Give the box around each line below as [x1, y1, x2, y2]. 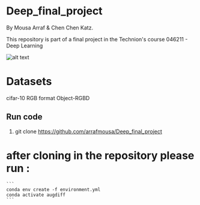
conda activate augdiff [6, 192, 66, 198]
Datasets [6, 75, 52, 88]
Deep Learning [6, 42, 43, 49]
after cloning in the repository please [6, 149, 195, 162]
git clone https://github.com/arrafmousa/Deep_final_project [14, 128, 162, 135]
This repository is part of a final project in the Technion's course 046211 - [6, 35, 188, 43]
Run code [6, 112, 43, 122]
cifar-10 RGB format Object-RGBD [6, 94, 90, 101]
